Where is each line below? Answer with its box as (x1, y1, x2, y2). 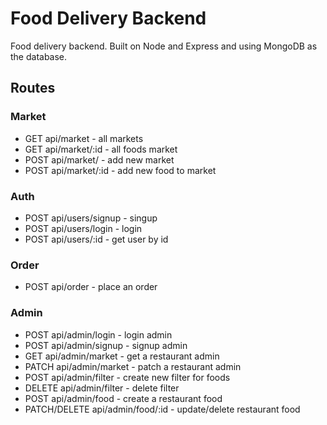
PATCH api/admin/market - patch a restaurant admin (24, 360, 242, 372)
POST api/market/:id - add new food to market (24, 164, 217, 176)
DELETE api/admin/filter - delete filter (24, 382, 180, 394)
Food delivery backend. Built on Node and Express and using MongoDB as (10, 40, 318, 52)
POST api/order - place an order (24, 281, 158, 293)
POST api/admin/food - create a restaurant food (24, 392, 223, 404)
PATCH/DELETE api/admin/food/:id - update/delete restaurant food (24, 403, 301, 415)
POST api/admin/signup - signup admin (24, 339, 188, 351)
